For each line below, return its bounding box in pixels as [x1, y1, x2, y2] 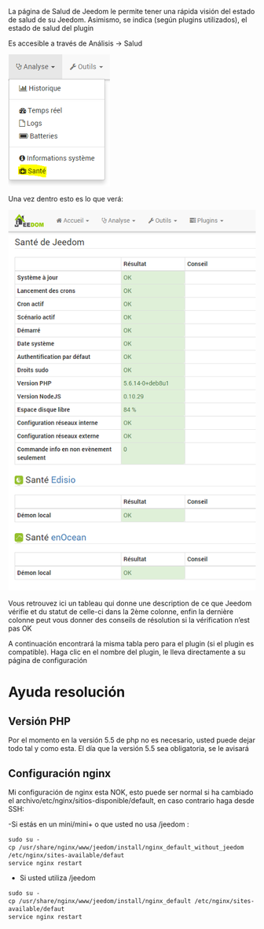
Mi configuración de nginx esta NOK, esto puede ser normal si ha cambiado [8, 787, 254, 797]
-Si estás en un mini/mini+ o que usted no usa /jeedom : [8, 819, 189, 829]
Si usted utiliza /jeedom [19, 873, 96, 883]
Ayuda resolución [8, 683, 126, 701]
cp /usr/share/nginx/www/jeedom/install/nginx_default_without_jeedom [8, 843, 244, 851]
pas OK [8, 624, 33, 633]
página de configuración [8, 656, 88, 665]
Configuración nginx [8, 767, 112, 780]
